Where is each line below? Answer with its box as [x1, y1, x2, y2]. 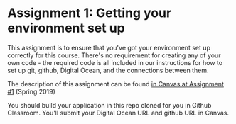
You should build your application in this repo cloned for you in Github [7, 101, 212, 109]
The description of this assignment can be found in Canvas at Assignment [7, 79, 224, 88]
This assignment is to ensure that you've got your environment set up [7, 43, 211, 52]
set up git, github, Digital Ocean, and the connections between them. [7, 66, 209, 74]
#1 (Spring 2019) [7, 87, 55, 96]
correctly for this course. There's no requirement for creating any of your [7, 51, 221, 60]
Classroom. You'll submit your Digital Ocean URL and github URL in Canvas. [7, 108, 230, 117]
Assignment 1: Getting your [7, 5, 172, 21]
